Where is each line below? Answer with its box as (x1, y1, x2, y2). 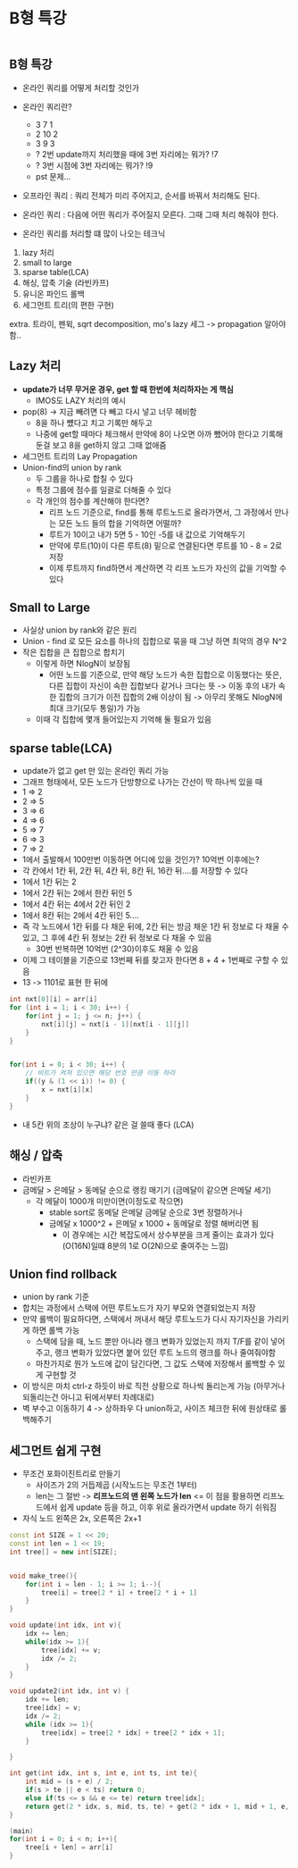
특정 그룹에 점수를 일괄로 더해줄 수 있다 (35, 484, 172, 495)
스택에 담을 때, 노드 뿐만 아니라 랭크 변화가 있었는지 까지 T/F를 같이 (35, 1336, 269, 1347)
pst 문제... (35, 171, 71, 181)
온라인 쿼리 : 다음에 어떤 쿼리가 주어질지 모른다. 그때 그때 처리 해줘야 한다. (21, 209, 279, 220)
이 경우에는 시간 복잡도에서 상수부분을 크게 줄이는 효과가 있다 (62, 1229, 275, 1240)
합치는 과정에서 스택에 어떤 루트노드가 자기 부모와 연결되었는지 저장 (21, 1303, 256, 1313)
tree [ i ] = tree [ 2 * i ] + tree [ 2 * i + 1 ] (41, 1587, 198, 1597)
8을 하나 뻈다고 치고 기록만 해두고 (35, 417, 153, 428)
